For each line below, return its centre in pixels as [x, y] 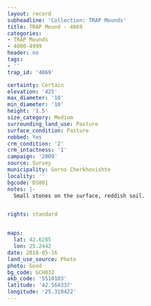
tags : [15, 60]
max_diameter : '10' [36, 98]
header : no [23, 53]
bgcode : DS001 [28, 183]
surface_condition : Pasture [48, 130]
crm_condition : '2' [36, 144]
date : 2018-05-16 [33, 253]
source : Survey [29, 163]
